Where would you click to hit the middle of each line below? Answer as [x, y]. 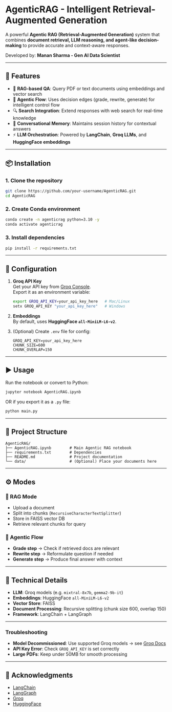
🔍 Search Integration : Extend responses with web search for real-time [88, 111]
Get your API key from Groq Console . [52, 287]
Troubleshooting [26, 632]
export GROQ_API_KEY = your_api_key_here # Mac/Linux [71, 301]
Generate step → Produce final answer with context [68, 559]
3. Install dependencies [35, 238]
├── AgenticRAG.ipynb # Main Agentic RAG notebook [68, 448]
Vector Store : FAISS [34, 603]
